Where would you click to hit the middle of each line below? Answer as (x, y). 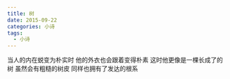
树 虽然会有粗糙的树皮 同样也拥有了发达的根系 (73, 69)
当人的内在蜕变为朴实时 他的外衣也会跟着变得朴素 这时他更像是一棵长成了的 (115, 60)
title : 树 (21, 14)
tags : (15, 33)
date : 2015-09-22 (32, 20)
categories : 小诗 (31, 26)
